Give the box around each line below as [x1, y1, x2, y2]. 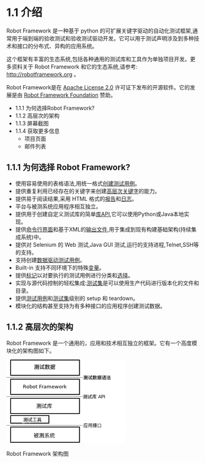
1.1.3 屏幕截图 [15, 119, 49, 127]
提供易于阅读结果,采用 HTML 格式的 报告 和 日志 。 [15, 195, 138, 202]
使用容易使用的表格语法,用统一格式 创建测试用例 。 [15, 179, 141, 187]
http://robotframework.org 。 [6, 70, 80, 78]
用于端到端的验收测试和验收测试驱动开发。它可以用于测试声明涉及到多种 [11, 34, 194, 42]
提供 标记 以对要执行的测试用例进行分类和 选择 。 [15, 271, 133, 279]
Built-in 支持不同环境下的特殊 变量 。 [15, 264, 105, 271]
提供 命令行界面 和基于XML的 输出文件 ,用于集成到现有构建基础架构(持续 [15, 225, 192, 233]
